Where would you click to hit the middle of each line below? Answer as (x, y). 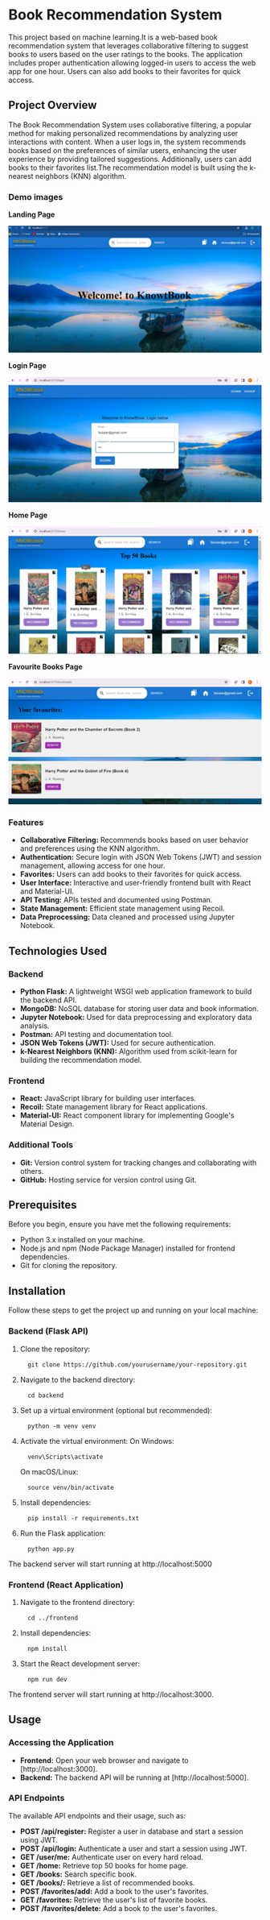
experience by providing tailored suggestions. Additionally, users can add (130, 159)
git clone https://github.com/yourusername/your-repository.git (137, 1364)
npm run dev (47, 1679)
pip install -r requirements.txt (84, 1518)
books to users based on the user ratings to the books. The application (126, 54)
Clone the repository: (55, 1349)
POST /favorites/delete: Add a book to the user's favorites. (119, 1908)
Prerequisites (43, 1205)
